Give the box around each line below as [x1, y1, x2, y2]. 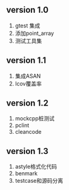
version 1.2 [6, 98, 48, 109]
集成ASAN [15, 72, 41, 79]
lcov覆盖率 [15, 79, 42, 87]
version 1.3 [6, 146, 48, 156]
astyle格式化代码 [15, 163, 57, 170]
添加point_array [15, 29, 54, 37]
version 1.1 [6, 55, 47, 66]
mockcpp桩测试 [15, 115, 54, 122]
